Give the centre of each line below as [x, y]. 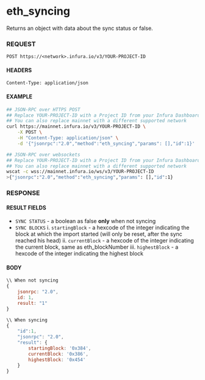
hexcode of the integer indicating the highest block [79, 254]
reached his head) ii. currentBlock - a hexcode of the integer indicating [104, 241]
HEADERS [19, 70]
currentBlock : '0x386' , [58, 354]
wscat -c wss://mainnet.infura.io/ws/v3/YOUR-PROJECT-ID [80, 172]
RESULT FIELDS [27, 207]
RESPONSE [23, 193]
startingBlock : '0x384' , [60, 349]
